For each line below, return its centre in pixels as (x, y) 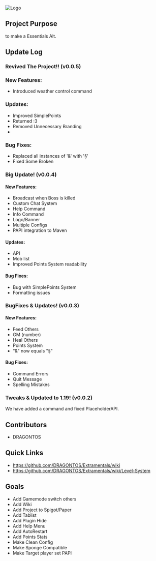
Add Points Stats (30, 537)
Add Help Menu (29, 526)
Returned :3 (25, 121)
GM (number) (27, 334)
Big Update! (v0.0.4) (31, 174)
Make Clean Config (33, 542)
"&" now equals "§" (33, 350)
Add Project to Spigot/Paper (42, 510)
